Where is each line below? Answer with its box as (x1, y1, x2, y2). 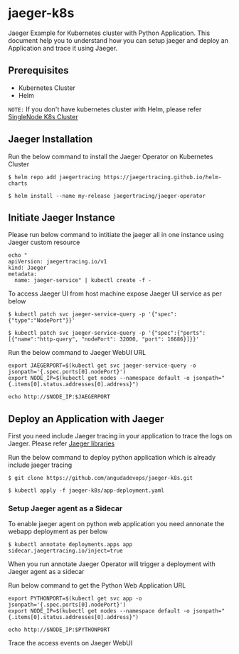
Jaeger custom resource (8, 238, 80, 247)
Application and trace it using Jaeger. (8, 44, 118, 52)
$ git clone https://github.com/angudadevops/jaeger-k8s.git (8, 475, 193, 482)
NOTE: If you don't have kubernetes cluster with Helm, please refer (8, 105, 202, 114)
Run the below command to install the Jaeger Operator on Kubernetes (8, 152, 213, 161)
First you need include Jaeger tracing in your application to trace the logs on (8, 432, 233, 441)
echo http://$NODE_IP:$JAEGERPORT (8, 393, 111, 401)
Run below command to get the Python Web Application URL (8, 581, 186, 590)
